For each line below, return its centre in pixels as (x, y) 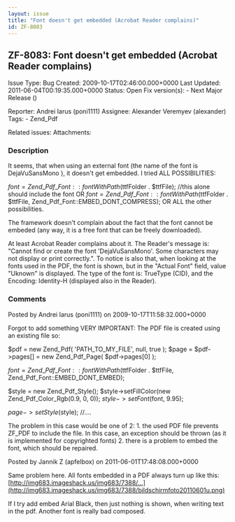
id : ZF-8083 (25, 27)
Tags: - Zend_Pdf (33, 119)
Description (28, 151)
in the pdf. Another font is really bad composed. (77, 511)
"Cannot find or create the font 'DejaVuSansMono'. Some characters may (113, 251)
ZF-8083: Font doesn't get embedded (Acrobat (113, 55)
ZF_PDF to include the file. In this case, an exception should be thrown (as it (117, 433)
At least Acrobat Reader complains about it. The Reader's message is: (108, 244)
